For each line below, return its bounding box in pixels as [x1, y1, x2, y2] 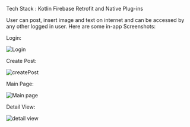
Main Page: [6, 80, 34, 87]
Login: [6, 34, 22, 41]
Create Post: [6, 58, 37, 64]
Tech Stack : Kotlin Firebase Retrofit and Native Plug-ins [6, 5, 144, 12]
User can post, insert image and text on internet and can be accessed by [6, 17, 185, 23]
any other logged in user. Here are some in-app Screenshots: [6, 23, 156, 30]
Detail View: [6, 103, 36, 110]
